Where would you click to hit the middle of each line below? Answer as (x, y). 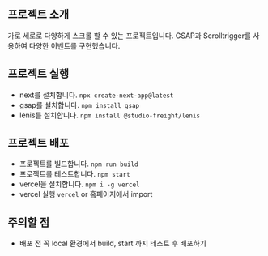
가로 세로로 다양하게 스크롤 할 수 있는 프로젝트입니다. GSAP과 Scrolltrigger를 (130, 36)
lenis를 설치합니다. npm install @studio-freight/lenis (109, 115)
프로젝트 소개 (38, 15)
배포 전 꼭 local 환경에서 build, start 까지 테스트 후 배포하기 (113, 243)
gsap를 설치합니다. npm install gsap (79, 105)
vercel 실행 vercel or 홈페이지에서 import (86, 194)
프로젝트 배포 (38, 143)
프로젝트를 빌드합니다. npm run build (79, 164)
